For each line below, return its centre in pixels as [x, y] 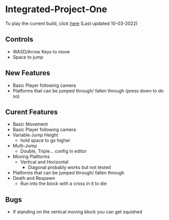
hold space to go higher [45, 140]
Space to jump [28, 57]
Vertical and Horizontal [44, 162]
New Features [28, 73]
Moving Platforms [31, 156]
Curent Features [32, 112]
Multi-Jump [25, 146]
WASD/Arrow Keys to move [41, 51]
